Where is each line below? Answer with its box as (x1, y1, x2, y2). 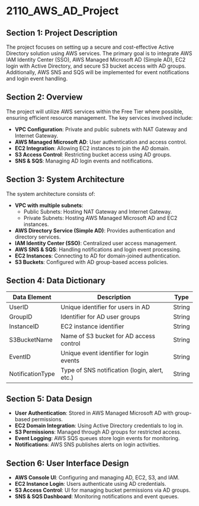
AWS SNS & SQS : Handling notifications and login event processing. (14, 246, 182, 253)
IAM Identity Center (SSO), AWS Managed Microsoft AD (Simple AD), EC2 (6, 56, 186, 63)
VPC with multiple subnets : (14, 202, 84, 209)
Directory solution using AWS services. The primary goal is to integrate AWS (6, 50, 192, 57)
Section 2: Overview (6, 92, 83, 102)
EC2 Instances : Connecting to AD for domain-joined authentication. (14, 252, 181, 259)
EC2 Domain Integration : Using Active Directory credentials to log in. (14, 422, 184, 429)
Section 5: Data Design (6, 393, 92, 404)
